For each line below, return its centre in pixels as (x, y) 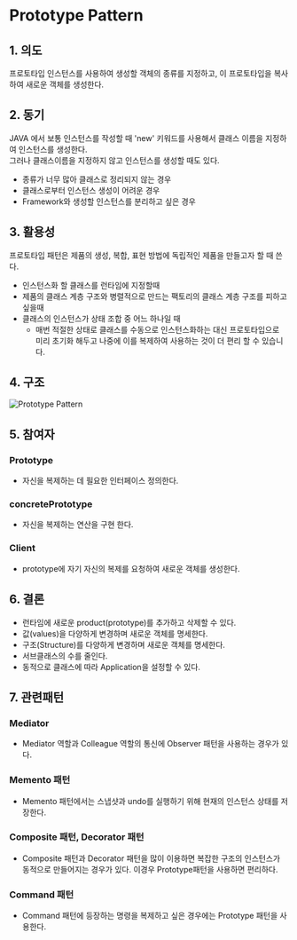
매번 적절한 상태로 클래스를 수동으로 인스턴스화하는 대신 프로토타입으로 (157, 329)
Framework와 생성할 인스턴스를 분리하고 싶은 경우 (109, 201)
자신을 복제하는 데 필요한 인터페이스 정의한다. (100, 481)
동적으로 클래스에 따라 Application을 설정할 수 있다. (111, 667)
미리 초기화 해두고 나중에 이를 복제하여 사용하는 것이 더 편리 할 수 (147, 340)
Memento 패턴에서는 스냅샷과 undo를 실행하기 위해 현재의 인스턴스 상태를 (150, 801)
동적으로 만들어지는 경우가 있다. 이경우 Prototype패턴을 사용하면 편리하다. (150, 869)
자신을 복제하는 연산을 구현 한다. (78, 525)
